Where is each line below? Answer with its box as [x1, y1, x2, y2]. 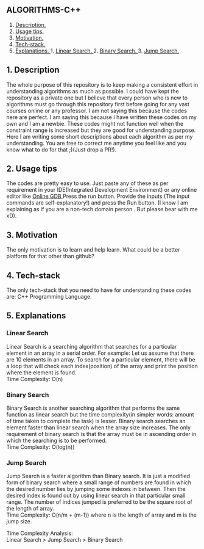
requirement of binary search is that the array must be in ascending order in [6, 431, 197, 438]
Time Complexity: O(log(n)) [6, 443, 75, 451]
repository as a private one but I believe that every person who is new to [6, 94, 188, 101]
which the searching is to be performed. [6, 437, 107, 445]
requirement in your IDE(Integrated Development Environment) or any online [6, 186, 197, 194]
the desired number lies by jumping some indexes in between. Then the [6, 485, 186, 493]
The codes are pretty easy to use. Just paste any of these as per [6, 180, 169, 187]
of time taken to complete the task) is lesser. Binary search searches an [6, 418, 186, 425]
